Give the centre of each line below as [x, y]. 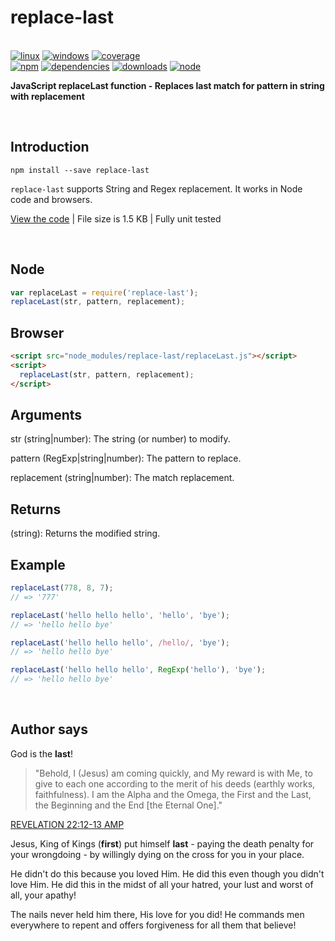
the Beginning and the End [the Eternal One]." [128, 805]
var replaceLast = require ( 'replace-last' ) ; [104, 292]
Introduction [50, 147]
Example [38, 564]
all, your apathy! [43, 895]
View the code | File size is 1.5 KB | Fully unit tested [116, 218]
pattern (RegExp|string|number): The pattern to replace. [126, 458]
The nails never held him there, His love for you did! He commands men [157, 914]
